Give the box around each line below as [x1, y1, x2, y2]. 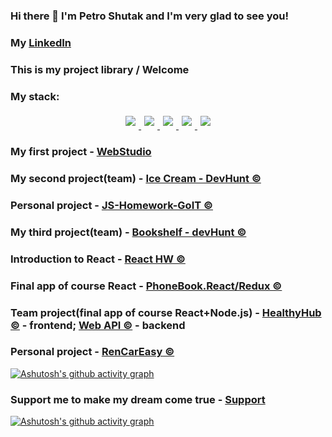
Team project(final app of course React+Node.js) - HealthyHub [10, 305, 322, 319]
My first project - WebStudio [10, 144, 152, 158]
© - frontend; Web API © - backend [10, 318, 186, 332]
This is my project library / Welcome [10, 62, 190, 76]
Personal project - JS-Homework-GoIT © [10, 198, 213, 212]
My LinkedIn [10, 35, 72, 49]
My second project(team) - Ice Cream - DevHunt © [10, 171, 262, 185]
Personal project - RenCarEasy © [10, 345, 175, 359]
